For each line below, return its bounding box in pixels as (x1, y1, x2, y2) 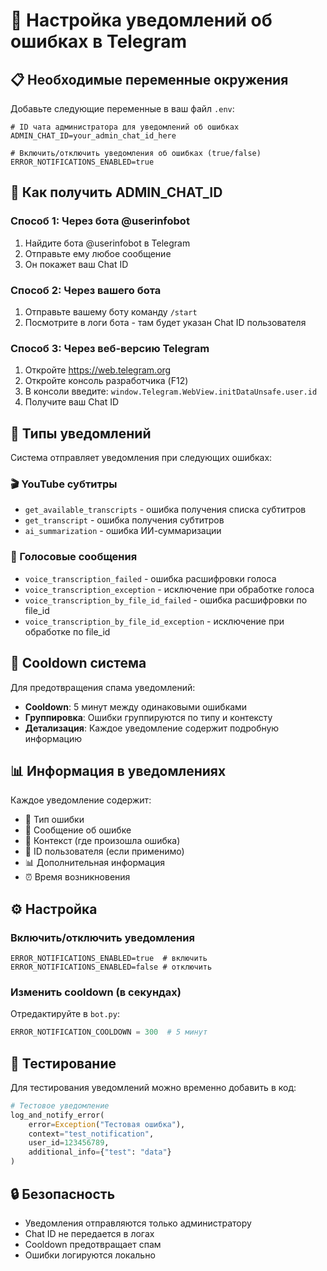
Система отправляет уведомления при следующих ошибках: (10, 452, 273, 464)
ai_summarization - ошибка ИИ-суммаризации (24, 525, 222, 537)
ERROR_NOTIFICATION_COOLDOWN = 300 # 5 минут (10, 1027, 208, 1038)
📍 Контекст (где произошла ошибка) (24, 835, 181, 847)
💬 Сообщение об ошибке (24, 824, 132, 836)
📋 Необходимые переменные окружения (10, 71, 289, 88)
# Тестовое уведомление (10, 1100, 110, 1111)
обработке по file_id (24, 625, 111, 638)
